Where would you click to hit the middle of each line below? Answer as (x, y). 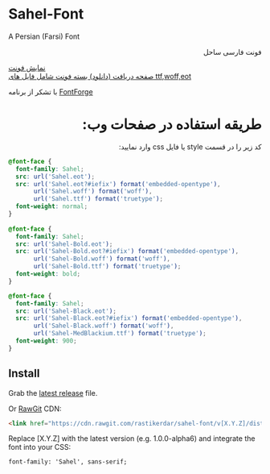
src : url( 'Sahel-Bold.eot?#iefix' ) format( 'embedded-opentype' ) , (127, 252)
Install (24, 374)
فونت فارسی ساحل (233, 52)
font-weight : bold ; (48, 274)
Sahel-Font (46, 14)
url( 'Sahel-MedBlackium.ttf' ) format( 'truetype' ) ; (120, 334)
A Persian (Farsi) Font (44, 36)
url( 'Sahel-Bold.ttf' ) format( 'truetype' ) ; (107, 267)
